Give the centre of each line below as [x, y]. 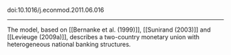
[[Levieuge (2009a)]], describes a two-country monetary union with [103, 37]
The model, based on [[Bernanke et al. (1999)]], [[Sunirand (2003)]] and [109, 30]
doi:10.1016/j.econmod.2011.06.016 [56, 10]
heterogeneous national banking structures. [69, 44]
